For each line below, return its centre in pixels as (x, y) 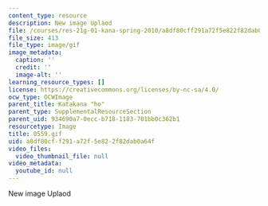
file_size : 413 (33, 38)
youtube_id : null (44, 171)
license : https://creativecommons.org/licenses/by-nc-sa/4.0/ (114, 89)
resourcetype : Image (43, 126)
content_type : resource (48, 16)
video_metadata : (35, 164)
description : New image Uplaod (60, 23)
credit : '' (33, 68)
